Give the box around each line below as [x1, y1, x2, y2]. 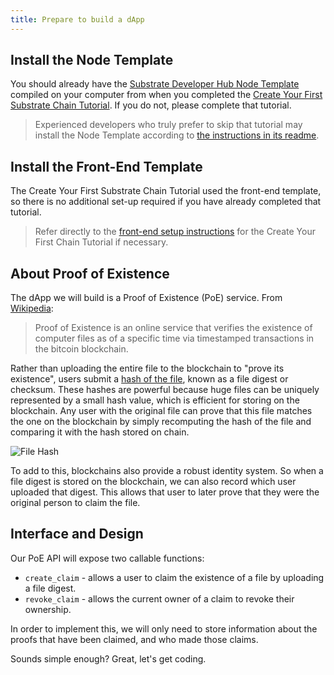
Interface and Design [10, 526, 144, 543]
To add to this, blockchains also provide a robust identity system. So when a [10, 465, 324, 477]
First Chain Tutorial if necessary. [34, 236, 169, 248]
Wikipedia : [10, 302, 54, 315]
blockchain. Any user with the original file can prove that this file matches [10, 405, 313, 417]
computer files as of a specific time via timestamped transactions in [34, 332, 315, 345]
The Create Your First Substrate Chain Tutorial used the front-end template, [10, 185, 322, 197]
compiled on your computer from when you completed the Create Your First [10, 89, 323, 101]
